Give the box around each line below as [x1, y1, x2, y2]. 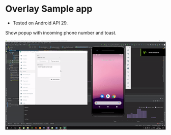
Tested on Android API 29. [12, 20, 68, 26]
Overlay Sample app [5, 3, 93, 15]
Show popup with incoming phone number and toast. [5, 29, 117, 36]
